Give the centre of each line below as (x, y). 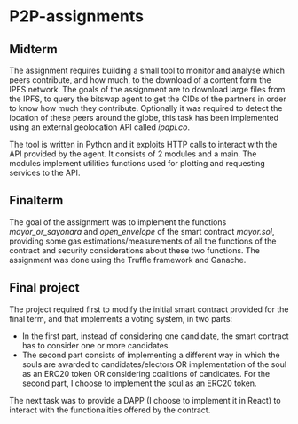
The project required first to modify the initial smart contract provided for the (149, 309)
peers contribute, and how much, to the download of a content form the (140, 80)
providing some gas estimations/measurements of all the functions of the (143, 241)
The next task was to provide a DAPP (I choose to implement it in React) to (145, 400)
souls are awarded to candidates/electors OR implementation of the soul (154, 364)
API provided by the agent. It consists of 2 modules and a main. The (133, 154)
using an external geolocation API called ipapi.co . (100, 127)
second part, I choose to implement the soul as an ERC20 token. (139, 383)
